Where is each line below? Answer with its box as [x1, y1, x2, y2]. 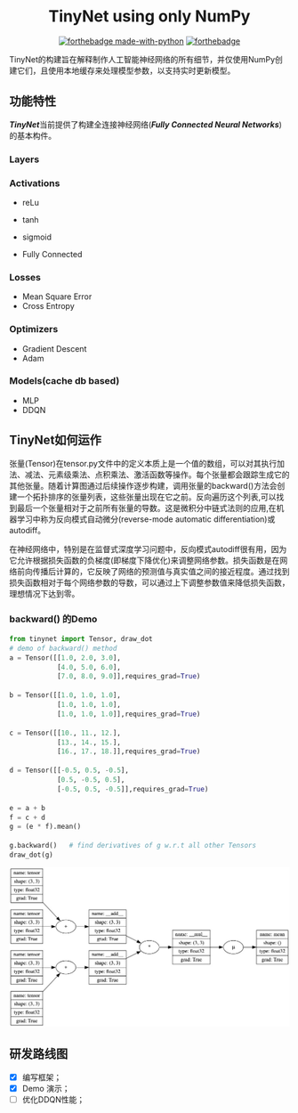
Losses [9, 271, 42, 283]
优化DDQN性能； [21, 1093, 85, 1105]
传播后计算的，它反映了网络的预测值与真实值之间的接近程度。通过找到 [32, 565, 290, 576]
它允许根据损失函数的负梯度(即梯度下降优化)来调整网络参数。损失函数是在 [9, 555, 280, 565]
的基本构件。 [9, 130, 56, 141]
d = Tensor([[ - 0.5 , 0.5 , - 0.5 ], [9, 766, 129, 776]
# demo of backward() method [9, 644, 117, 653]
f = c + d [9, 813, 46, 822]
